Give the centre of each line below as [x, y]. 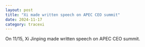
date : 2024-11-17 [24, 19]
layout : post [19, 10]
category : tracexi [25, 24]
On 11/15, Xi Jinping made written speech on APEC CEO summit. [73, 39]
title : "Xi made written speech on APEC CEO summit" [63, 15]
